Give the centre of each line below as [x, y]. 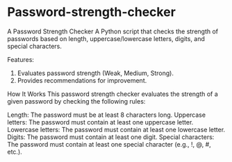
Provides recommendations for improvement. [82, 80]
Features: [21, 59]
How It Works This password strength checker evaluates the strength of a [113, 94]
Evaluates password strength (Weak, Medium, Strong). [95, 73]
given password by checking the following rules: [76, 101]
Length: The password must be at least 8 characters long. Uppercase [107, 115]
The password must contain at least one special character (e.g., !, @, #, [109, 144]
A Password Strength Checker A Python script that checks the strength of [113, 31]
